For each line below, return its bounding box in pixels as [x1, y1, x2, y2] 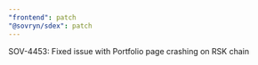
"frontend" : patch [8, 12, 77, 22]
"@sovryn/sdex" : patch [8, 21, 93, 30]
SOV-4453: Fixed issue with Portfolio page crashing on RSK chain [8, 45, 250, 56]
